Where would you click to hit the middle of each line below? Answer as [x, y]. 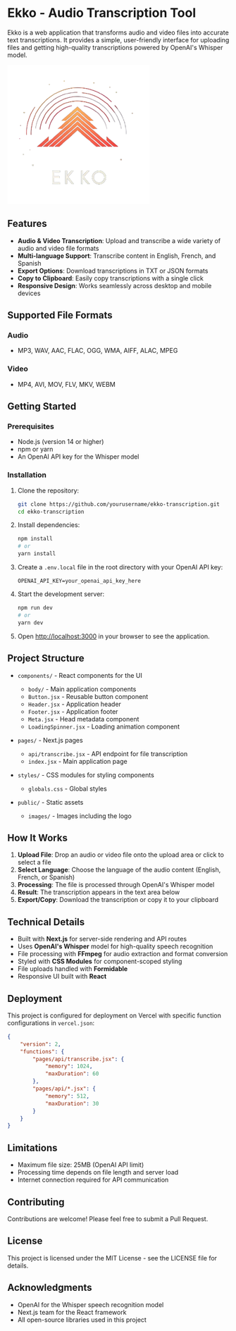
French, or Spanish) [46, 877]
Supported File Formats [60, 315]
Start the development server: [61, 594]
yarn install [37, 554]
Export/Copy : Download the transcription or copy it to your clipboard [118, 900]
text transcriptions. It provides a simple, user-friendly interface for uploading [118, 39]
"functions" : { [42, 1051]
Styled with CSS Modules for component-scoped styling [100, 961]
